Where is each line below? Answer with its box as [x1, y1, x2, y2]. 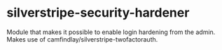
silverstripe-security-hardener [6, 5, 190, 21]
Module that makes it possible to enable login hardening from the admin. [6, 28, 216, 36]
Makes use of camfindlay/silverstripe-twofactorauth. [6, 35, 158, 43]
